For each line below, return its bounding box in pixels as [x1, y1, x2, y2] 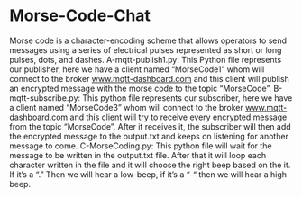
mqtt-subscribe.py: [9, 92, 81, 103]
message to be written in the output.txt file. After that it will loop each [9, 149, 267, 160]
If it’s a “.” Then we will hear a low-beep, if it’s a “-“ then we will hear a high [9, 168, 287, 180]
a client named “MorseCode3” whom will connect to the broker [9, 102, 243, 112]
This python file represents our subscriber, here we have [82, 92, 293, 103]
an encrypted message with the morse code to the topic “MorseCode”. [9, 83, 272, 94]
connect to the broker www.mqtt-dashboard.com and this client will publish [9, 73, 290, 84]
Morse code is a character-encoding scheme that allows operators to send [9, 35, 287, 46]
